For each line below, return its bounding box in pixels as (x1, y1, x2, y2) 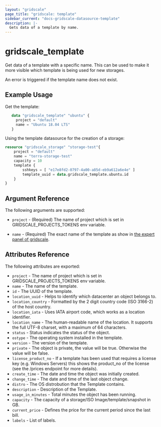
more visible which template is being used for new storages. (5, 68, 125, 73)
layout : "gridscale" (5, 7, 47, 12)
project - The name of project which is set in (12, 273, 102, 278)
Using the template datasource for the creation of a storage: (5, 136, 125, 141)
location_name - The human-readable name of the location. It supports (12, 319, 153, 325)
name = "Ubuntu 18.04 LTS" (15, 122, 70, 127)
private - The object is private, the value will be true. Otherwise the (12, 345, 147, 351)
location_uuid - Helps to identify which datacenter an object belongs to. (12, 293, 157, 299)
